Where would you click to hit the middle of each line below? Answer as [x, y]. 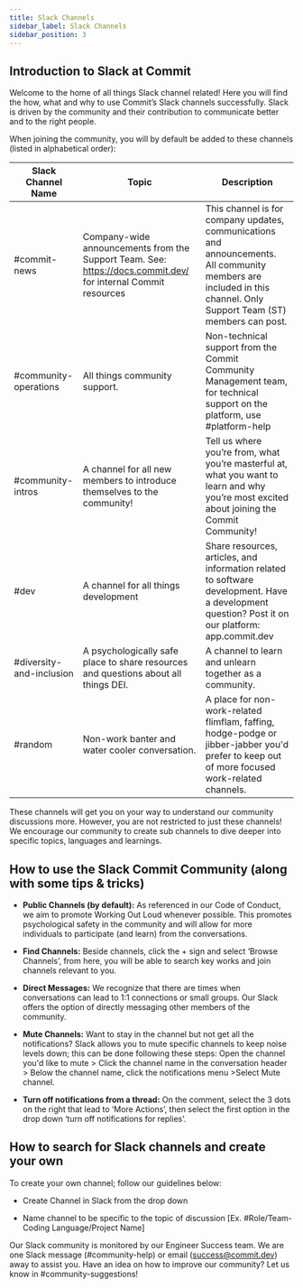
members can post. [246, 321]
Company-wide [116, 237]
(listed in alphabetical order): [63, 149]
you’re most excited [247, 497]
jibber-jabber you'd [247, 745]
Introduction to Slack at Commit [101, 71]
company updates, [245, 220]
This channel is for [244, 208]
